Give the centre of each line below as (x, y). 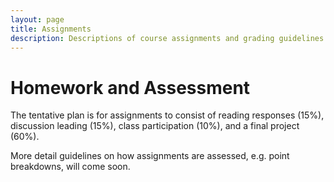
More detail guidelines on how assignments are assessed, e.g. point (150, 156)
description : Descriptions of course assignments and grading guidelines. (169, 38)
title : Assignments (51, 29)
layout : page (37, 19)
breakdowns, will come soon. (70, 167)
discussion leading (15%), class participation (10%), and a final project (155, 126)
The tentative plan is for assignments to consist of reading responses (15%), (167, 115)
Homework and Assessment (130, 87)
